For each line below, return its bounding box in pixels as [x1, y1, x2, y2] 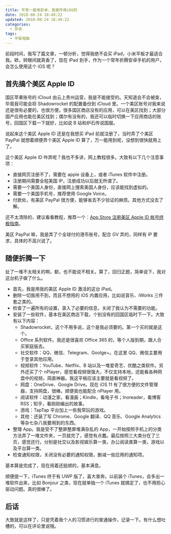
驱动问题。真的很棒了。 [5, 486, 54, 492]
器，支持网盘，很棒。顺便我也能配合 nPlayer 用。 [20, 388, 124, 394]
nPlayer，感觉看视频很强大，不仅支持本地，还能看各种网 [44, 368, 162, 375]
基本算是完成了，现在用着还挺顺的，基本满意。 [5, 462, 103, 468]
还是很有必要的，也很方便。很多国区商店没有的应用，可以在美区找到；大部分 [5, 107, 166, 113]
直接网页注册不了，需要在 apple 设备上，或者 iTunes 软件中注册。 [12, 171, 151, 177]
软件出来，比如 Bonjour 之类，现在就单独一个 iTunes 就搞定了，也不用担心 [9, 479, 165, 486]
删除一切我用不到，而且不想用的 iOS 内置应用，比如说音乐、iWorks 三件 [12, 292, 164, 298]
